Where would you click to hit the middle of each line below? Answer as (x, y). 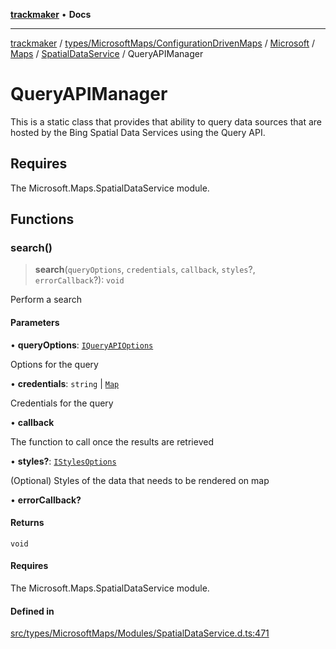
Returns (27, 523)
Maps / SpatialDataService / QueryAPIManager (107, 53)
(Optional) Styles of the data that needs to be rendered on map (140, 480)
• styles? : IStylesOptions (63, 461)
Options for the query (54, 364)
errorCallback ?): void (79, 280)
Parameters (35, 323)
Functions (42, 219)
